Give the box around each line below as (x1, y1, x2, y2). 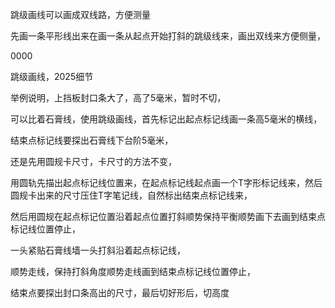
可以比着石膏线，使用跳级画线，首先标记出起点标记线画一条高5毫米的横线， (10, 113, 323, 125)
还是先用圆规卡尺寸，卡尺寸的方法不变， (10, 156, 177, 167)
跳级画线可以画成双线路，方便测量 (10, 9, 151, 20)
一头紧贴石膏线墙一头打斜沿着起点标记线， (10, 244, 186, 256)
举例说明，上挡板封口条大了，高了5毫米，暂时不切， (10, 92, 227, 103)
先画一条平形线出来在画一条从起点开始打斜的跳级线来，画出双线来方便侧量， (10, 30, 326, 42)
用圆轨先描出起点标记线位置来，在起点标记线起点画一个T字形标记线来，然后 (10, 177, 323, 188)
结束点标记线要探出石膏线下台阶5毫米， (10, 134, 174, 146)
